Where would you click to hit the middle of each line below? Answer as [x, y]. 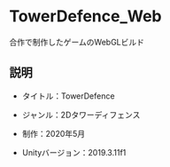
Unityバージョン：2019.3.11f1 [74, 152]
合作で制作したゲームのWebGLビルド [77, 42]
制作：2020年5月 [54, 133]
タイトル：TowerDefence [68, 96]
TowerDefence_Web [85, 16]
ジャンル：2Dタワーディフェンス [81, 115]
